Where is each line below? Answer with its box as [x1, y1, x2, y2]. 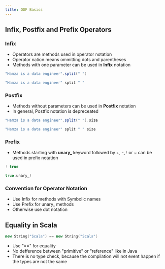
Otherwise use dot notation [12, 206, 68, 212]
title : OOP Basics [5, 7, 43, 12]
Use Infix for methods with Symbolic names [12, 196, 101, 202]
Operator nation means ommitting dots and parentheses [12, 57, 127, 63]
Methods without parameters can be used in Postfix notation [12, 103, 136, 109]
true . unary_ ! [5, 173, 32, 178]
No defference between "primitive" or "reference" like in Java [12, 248, 137, 254]
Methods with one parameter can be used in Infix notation [12, 62, 131, 68]
